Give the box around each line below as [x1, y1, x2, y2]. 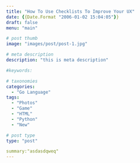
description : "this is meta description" [6, 57, 109, 63]
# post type [6, 133, 35, 138]
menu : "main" [6, 25, 38, 31]
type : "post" [6, 138, 38, 144]
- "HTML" [11, 111, 33, 117]
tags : [6, 94, 19, 100]
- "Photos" [11, 100, 38, 106]
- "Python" [11, 116, 38, 122]
